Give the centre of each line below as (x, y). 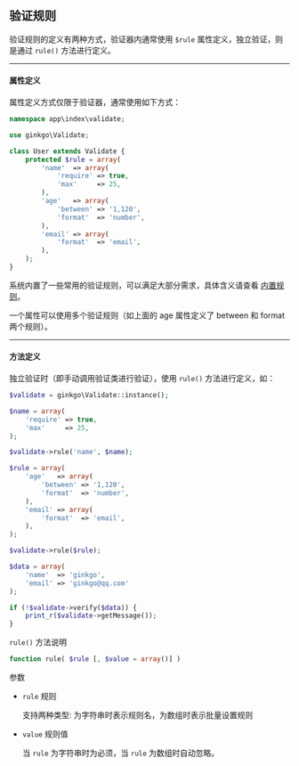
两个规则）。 (31, 326)
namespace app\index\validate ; (67, 119)
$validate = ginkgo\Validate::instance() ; (89, 395)
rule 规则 (39, 697)
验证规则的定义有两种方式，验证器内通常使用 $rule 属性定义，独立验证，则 (146, 39)
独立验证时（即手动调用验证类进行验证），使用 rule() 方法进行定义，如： (142, 379)
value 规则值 (45, 734)
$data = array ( (37, 567)
